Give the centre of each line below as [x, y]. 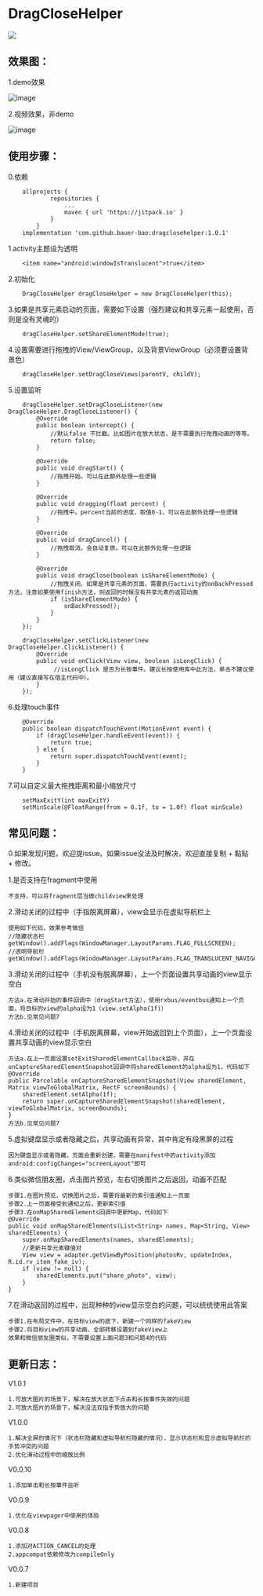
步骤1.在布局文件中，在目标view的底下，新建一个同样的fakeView [100, 1321]
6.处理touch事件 [34, 707]
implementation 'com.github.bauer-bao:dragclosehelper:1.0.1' [126, 232]
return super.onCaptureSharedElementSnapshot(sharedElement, [124, 1102]
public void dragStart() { [80, 468]
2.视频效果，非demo [41, 114]
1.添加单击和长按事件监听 [44, 1485]
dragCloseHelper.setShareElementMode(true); [96, 334]
